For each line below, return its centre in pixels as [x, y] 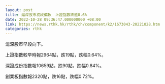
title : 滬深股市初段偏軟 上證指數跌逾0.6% [46, 15]
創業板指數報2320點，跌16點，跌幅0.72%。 [51, 76]
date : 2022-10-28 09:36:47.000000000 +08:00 [53, 19]
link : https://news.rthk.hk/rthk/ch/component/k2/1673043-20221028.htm [82, 24]
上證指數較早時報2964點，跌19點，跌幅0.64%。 [56, 55]
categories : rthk [24, 29]
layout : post [19, 10]
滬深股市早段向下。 [25, 44]
